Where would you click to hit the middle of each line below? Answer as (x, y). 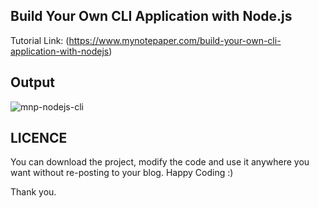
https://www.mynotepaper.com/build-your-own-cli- (175, 40)
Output (32, 82)
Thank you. (33, 192)
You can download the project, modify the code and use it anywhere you (160, 162)
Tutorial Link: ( (40, 40)
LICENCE (39, 138)
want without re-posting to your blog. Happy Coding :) (122, 173)
